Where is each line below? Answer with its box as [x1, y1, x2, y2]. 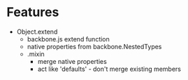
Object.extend [16, 27, 58, 36]
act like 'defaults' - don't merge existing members [37, 65, 182, 73]
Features [6, 4, 59, 20]
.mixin [27, 50, 45, 58]
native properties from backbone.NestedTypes [27, 42, 162, 51]
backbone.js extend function [27, 34, 110, 43]
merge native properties [37, 57, 108, 65]
